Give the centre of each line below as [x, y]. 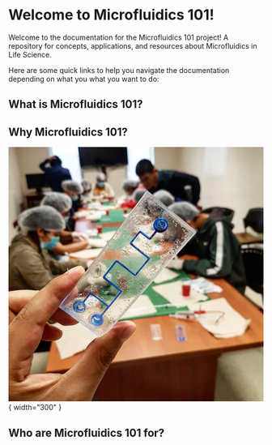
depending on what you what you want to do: [84, 79]
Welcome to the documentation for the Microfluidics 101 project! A [119, 37]
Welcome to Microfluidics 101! [111, 15]
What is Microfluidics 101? [76, 104]
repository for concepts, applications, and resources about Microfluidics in [133, 45]
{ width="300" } [35, 408]
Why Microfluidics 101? [68, 132]
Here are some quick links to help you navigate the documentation [119, 70]
